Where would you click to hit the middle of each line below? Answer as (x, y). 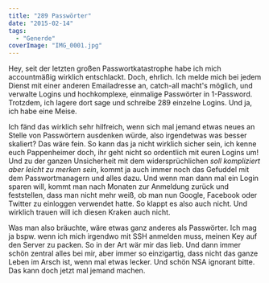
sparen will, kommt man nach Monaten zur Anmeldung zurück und (119, 187)
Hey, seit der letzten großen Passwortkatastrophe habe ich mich (115, 68)
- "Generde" (36, 38)
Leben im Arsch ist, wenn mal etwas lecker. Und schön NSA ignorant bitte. (132, 262)
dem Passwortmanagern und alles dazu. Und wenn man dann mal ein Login (134, 178)
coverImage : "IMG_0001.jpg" (56, 46)
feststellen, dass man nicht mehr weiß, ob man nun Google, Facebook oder (133, 195)
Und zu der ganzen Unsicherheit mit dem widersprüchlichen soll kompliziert (134, 161)
